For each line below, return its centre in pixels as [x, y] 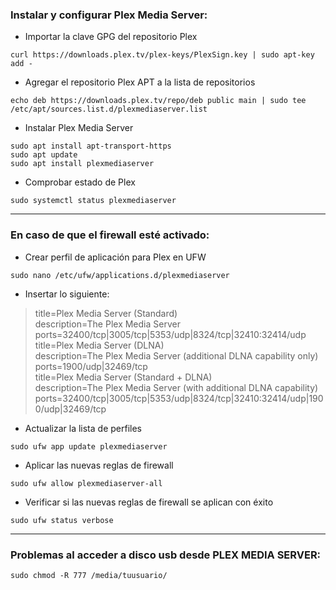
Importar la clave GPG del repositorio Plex [111, 37]
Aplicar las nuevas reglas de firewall [99, 465]
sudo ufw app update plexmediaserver [89, 446]
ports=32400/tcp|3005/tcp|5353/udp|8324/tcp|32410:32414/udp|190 [179, 398]
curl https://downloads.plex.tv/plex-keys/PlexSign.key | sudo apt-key [162, 55]
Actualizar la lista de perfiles [83, 428]
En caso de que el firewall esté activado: [110, 235]
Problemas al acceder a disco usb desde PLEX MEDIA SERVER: [166, 555]
